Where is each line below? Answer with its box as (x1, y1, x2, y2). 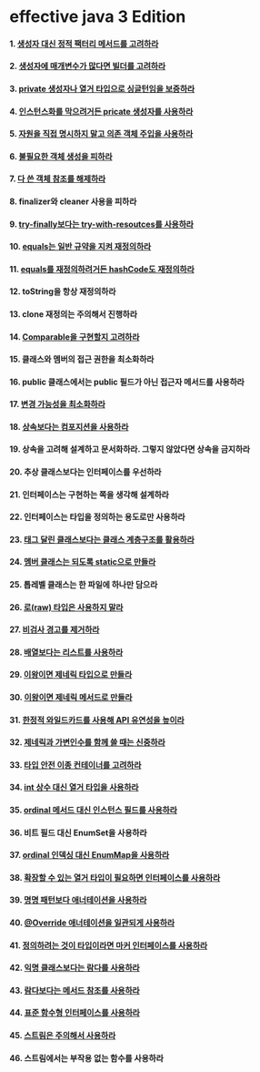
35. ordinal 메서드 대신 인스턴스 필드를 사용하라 (9, 804, 177, 815)
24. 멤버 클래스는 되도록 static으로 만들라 (9, 556, 156, 567)
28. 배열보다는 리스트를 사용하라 (9, 647, 124, 658)
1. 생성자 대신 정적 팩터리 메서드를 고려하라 (9, 38, 159, 49)
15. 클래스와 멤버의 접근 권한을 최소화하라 (9, 353, 155, 365)
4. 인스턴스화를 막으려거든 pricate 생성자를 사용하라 (9, 106, 194, 117)
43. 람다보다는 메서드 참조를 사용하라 (9, 985, 140, 995)
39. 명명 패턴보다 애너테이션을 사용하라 (9, 894, 147, 905)
